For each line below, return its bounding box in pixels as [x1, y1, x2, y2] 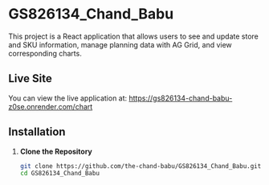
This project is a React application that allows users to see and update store [8, 31, 259, 41]
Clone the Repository [19, 146, 92, 156]
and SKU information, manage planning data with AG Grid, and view [8, 39, 233, 49]
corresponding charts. [8, 48, 82, 58]
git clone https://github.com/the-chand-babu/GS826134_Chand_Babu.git [19, 162, 262, 170]
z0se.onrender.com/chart [8, 101, 93, 111]
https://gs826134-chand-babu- [128, 93, 233, 103]
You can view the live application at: [8, 93, 128, 103]
